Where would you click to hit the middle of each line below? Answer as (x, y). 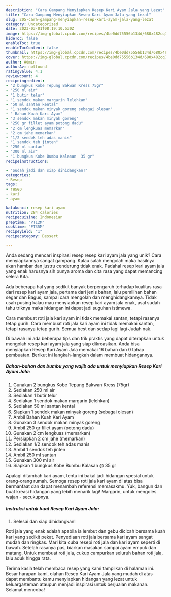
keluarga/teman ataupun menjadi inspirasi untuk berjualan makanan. (77, 584)
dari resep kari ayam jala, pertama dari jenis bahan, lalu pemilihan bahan (81, 292)
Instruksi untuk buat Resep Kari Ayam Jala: (53, 509)
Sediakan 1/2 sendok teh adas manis (51, 444)
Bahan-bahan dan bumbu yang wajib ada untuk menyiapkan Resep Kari (84, 366)
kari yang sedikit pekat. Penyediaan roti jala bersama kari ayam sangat (79, 537)
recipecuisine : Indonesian (34, 217)
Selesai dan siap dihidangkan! (44, 521)
